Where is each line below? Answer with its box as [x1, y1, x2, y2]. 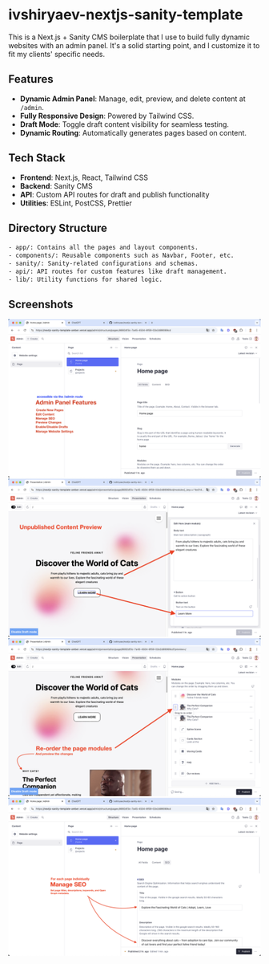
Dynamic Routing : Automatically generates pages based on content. [19, 128, 247, 137]
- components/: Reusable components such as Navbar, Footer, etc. [8, 251, 235, 260]
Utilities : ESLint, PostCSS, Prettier [19, 198, 132, 208]
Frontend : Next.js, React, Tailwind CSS [19, 173, 148, 182]
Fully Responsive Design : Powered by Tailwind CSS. [19, 111, 195, 120]
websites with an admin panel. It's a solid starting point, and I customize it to [8, 40, 260, 50]
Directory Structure [8, 221, 108, 234]
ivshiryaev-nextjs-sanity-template [8, 6, 243, 24]
